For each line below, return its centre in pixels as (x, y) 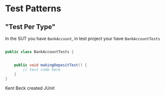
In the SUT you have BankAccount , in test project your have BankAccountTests (83, 38)
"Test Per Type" (30, 27)
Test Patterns (33, 9)
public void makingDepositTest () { (51, 65)
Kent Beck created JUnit (30, 88)
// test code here (42, 69)
